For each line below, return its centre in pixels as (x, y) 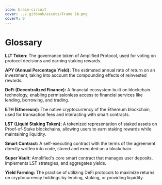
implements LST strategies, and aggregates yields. (56, 163)
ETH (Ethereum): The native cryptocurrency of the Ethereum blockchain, (78, 110)
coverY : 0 (15, 18)
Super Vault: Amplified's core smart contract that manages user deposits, (79, 158)
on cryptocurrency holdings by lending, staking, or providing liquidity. (74, 178)
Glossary (24, 42)
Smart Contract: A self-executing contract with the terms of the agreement (80, 143)
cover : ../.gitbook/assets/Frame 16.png (47, 14)
